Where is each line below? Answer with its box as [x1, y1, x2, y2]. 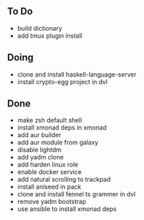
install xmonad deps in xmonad [17, 123, 107, 132]
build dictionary [17, 24, 63, 32]
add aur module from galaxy [17, 139, 99, 147]
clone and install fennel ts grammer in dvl [17, 190, 136, 198]
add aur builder [17, 131, 61, 139]
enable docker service [17, 168, 82, 176]
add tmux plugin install [17, 31, 83, 40]
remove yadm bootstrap [17, 198, 86, 206]
